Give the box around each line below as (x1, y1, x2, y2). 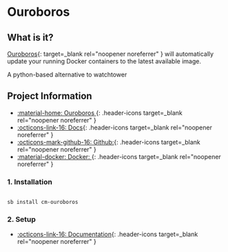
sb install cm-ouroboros (7, 199, 79, 206)
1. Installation (7, 177, 53, 187)
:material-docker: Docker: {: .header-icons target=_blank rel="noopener (17, 152, 222, 160)
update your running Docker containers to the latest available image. (7, 57, 202, 65)
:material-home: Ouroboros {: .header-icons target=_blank (17, 108, 183, 117)
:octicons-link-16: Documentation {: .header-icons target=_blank (17, 230, 198, 238)
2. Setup (7, 215, 37, 224)
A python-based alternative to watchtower (7, 70, 127, 78)
